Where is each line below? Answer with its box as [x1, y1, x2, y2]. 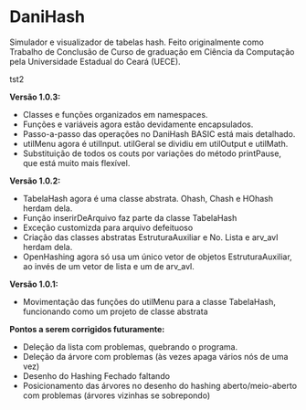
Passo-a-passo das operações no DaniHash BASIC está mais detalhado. [22, 128, 296, 139]
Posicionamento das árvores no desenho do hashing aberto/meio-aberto [22, 380, 298, 391]
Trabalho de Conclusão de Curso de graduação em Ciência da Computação [9, 46, 295, 57]
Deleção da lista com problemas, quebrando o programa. [22, 341, 238, 352]
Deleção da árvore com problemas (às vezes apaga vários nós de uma [22, 351, 289, 362]
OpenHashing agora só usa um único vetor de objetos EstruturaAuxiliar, [22, 251, 292, 262]
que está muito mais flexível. [22, 157, 131, 168]
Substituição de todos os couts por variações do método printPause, [22, 148, 281, 159]
